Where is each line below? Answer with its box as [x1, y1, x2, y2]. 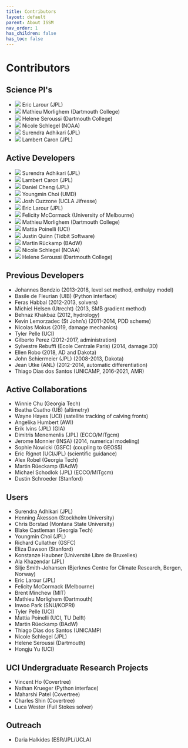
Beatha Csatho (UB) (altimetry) [14, 406, 90, 413]
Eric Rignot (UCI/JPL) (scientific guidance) [14, 450, 117, 457]
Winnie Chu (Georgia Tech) [14, 400, 81, 407]
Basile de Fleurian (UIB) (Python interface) [14, 292, 117, 299]
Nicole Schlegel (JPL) [14, 633, 68, 640]
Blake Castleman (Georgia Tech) [14, 527, 93, 534]
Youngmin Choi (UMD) [22, 190, 77, 197]
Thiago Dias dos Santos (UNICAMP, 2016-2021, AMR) [14, 368, 145, 375]
